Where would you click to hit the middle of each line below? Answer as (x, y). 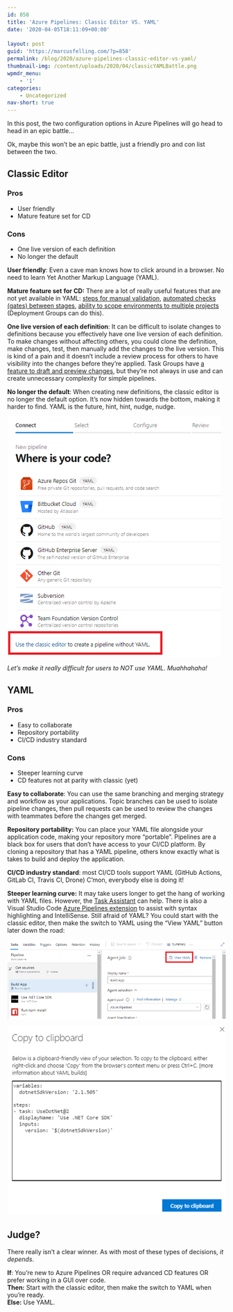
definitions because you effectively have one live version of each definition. (115, 334)
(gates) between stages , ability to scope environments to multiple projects (113, 306)
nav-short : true (31, 103)
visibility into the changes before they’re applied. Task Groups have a (106, 364)
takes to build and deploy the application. (66, 859)
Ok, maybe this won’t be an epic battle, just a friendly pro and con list (106, 144)
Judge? (24, 1235)
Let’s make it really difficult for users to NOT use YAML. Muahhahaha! (107, 668)
